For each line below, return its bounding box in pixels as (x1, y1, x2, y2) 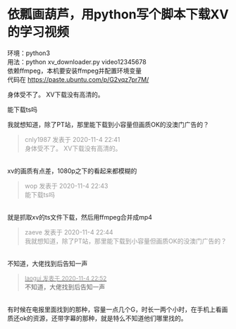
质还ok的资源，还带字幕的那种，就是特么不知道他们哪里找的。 (7, 313, 188, 322)
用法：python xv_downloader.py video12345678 (7, 57, 147, 66)
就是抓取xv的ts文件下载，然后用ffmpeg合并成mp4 (7, 213, 153, 221)
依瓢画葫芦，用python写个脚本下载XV (7, 6, 229, 23)
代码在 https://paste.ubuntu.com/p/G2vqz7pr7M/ (7, 75, 149, 83)
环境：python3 (7, 49, 51, 57)
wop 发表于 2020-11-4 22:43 (24, 181, 108, 190)
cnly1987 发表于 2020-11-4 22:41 (24, 135, 120, 143)
